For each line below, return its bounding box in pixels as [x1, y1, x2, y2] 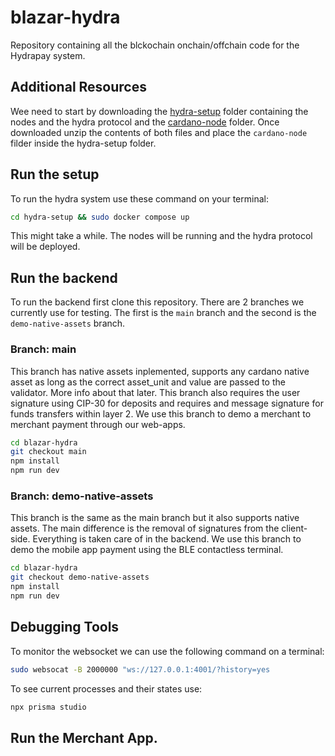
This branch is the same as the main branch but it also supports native [10, 512, 300, 524]
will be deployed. [10, 241, 81, 253]
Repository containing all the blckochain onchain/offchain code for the [10, 39, 300, 51]
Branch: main [10, 342, 77, 356]
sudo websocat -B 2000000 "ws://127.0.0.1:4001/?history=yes [10, 664, 271, 675]
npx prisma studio [10, 702, 87, 712]
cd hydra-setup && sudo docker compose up [10, 212, 190, 222]
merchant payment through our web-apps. [10, 418, 186, 430]
